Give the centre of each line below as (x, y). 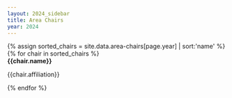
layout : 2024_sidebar (39, 14)
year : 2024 (23, 26)
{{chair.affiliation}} (34, 74)
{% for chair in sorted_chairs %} (53, 54)
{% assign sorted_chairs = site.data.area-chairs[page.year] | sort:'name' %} (116, 47)
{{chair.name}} (30, 61)
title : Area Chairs (36, 20)
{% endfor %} (27, 88)
